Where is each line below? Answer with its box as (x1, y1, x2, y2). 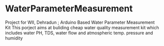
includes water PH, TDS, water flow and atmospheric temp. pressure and (5, 30, 154, 36)
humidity (5, 35, 23, 41)
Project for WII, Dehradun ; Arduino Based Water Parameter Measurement (5, 19, 155, 25)
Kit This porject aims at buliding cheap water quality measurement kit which (5, 24, 159, 30)
